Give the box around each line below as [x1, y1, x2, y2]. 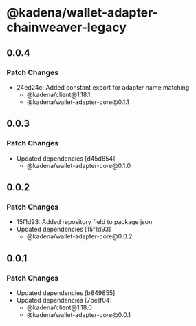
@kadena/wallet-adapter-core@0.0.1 [26, 310, 131, 318]
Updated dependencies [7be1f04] [16, 296, 113, 304]
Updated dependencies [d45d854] [16, 154, 116, 163]
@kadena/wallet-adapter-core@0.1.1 [26, 98, 129, 106]
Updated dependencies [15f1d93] [16, 225, 111, 234]
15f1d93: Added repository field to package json [16, 218, 153, 226]
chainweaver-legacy [6, 19, 127, 35]
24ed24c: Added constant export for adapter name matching [16, 83, 190, 91]
